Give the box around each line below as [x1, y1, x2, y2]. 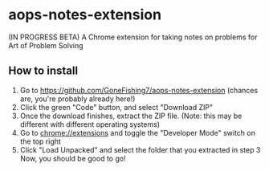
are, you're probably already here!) [19, 94, 136, 104]
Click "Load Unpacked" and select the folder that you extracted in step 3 [19, 145, 261, 154]
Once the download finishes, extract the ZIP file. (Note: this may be [19, 111, 243, 120]
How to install [8, 64, 79, 78]
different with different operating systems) [19, 119, 161, 129]
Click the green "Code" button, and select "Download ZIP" [19, 102, 214, 112]
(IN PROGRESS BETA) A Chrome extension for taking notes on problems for [8, 32, 258, 42]
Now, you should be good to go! [19, 153, 126, 163]
